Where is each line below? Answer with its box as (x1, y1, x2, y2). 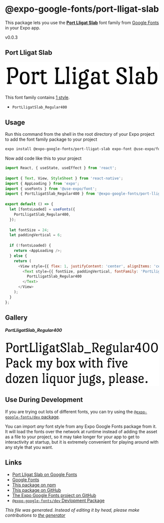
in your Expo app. (5, 25, 41, 30)
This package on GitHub (12, 487, 61, 493)
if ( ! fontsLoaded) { (9, 243, 51, 248)
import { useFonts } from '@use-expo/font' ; (5, 186, 97, 191)
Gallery (5, 314, 28, 322)
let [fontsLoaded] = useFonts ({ (9, 207, 76, 212)
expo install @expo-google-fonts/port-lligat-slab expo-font (5, 147, 132, 151)
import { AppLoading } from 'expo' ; (5, 181, 80, 186)
